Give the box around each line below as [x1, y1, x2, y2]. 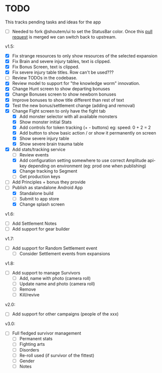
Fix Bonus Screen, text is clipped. [12, 64, 80, 70]
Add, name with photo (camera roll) [19, 275, 91, 281]
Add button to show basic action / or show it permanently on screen [19, 130, 156, 136]
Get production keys [19, 174, 61, 179]
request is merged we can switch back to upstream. [12, 34, 117, 39]
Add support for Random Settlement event [12, 245, 98, 251]
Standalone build [19, 190, 54, 196]
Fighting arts [19, 341, 45, 347]
